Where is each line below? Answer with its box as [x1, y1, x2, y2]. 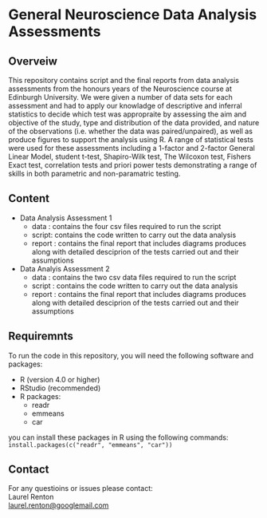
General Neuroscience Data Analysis [8, 6, 257, 24]
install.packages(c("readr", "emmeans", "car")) [8, 441, 173, 449]
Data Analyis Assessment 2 [19, 263, 110, 273]
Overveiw [8, 54, 58, 68]
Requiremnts [8, 330, 74, 343]
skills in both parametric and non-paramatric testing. [8, 169, 181, 178]
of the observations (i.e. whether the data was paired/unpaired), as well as [8, 126, 253, 136]
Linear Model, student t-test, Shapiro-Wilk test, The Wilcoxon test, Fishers [8, 152, 251, 161]
